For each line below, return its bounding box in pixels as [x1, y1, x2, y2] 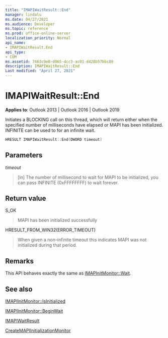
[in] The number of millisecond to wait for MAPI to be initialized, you [17, 174, 158, 180]
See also [5, 285, 33, 293]
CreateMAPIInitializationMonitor [5, 327, 71, 333]
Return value [5, 194, 46, 203]
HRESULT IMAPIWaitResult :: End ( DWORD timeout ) [5, 137, 102, 142]
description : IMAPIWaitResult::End [5, 64, 80, 69]
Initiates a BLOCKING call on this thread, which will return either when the [5, 117, 157, 123]
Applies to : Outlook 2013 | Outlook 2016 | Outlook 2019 [5, 106, 120, 112]
